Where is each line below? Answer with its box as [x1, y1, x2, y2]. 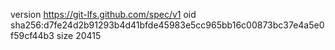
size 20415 [56, 30, 102, 41]
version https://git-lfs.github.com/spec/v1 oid [10, 9, 197, 20]
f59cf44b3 [10, 30, 55, 41]
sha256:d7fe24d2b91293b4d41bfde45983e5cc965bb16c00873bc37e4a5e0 [10, 19, 325, 31]
